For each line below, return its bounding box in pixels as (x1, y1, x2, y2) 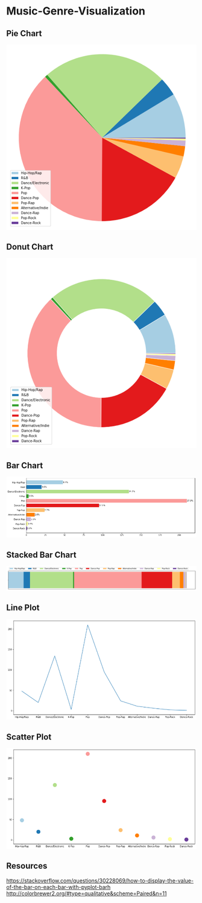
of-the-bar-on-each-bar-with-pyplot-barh (6, 883, 111, 890)
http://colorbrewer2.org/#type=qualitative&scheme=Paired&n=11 (6, 890, 167, 897)
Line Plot (6, 603, 40, 613)
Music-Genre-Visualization (6, 4, 146, 18)
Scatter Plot (6, 732, 52, 742)
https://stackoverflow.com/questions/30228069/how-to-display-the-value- (6, 876, 194, 884)
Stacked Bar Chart (6, 550, 77, 560)
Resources (6, 861, 48, 871)
